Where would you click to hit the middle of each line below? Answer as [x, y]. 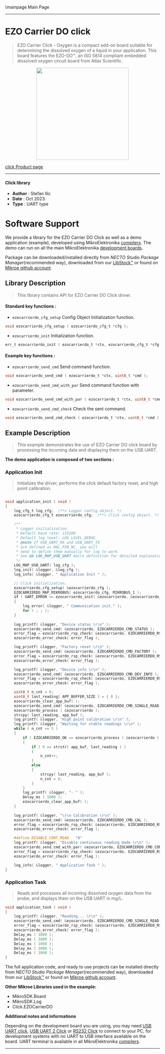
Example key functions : [30, 356]
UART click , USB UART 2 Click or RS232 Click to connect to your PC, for [78, 1031]
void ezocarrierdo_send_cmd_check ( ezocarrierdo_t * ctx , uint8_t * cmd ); [83, 418]
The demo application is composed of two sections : [60, 459]
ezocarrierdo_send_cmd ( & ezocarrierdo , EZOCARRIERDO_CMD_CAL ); [81, 820]
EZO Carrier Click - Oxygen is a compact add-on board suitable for [85, 45]
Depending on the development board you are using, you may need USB [78, 1026]
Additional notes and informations [41, 1016]
